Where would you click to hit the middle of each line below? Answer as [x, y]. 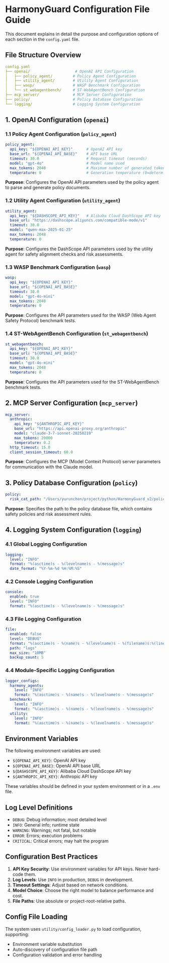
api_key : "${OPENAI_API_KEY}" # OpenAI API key [66, 150]
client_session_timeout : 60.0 [41, 452]
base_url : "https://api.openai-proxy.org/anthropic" [71, 429]
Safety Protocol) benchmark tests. [41, 321]
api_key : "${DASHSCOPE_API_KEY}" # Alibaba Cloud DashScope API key [85, 216]
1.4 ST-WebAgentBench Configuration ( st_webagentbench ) [77, 334]
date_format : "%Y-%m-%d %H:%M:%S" [46, 569]
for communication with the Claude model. [49, 467]
